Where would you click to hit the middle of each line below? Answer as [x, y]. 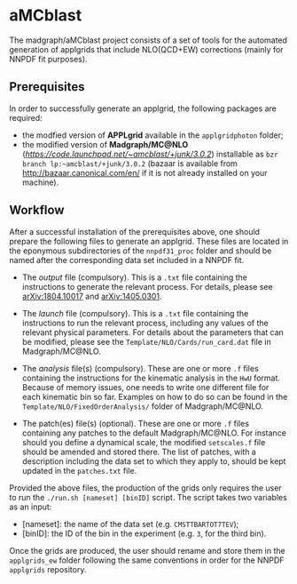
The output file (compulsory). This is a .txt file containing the [135, 277]
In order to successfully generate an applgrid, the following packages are [143, 108]
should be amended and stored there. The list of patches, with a [139, 452]
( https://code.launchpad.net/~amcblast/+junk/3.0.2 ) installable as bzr [150, 154]
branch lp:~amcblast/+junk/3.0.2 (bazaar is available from [129, 163]
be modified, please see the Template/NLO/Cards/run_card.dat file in [147, 341]
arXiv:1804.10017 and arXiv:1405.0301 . [92, 296]
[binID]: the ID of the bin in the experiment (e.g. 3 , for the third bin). [144, 533]
